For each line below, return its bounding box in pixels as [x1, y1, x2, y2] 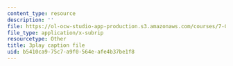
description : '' [7, 16, 54, 23]
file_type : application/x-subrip [7, 29, 104, 36]
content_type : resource [7, 10, 76, 17]
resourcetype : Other [7, 36, 67, 43]
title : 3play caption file [7, 42, 85, 49]
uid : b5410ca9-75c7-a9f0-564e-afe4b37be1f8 [7, 49, 135, 56]
